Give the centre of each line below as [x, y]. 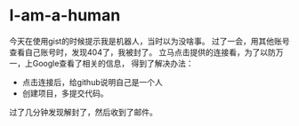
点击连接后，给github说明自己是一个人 [92, 82]
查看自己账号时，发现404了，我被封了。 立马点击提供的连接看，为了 [135, 52]
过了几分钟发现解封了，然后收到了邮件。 [83, 112]
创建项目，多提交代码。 [65, 93]
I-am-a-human [65, 16]
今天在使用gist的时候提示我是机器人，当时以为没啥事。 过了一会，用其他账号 [149, 41]
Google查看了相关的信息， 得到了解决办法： [113, 63]
